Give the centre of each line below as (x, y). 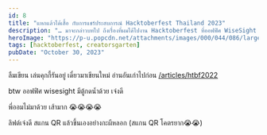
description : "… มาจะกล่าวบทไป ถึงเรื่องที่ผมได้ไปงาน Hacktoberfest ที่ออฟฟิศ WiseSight (132, 30)
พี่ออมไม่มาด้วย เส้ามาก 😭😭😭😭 (55, 107)
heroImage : (26, 38)
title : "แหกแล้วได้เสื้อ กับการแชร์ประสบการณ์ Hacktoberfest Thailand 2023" (117, 23)
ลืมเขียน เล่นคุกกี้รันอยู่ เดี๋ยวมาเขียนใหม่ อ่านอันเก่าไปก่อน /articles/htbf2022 (113, 75)
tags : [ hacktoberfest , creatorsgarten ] (74, 45)
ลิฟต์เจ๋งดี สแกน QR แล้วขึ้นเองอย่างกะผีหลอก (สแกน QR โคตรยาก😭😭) (105, 123)
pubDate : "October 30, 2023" (56, 52)
